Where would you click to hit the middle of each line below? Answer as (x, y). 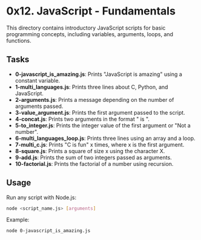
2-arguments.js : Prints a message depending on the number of (94, 99)
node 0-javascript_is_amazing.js (48, 231)
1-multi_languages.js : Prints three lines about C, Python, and (91, 87)
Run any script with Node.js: (41, 197)
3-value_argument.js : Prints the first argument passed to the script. (100, 112)
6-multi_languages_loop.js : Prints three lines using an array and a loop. (105, 138)
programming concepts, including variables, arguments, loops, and (90, 34)
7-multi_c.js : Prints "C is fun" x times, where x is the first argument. (100, 144)
